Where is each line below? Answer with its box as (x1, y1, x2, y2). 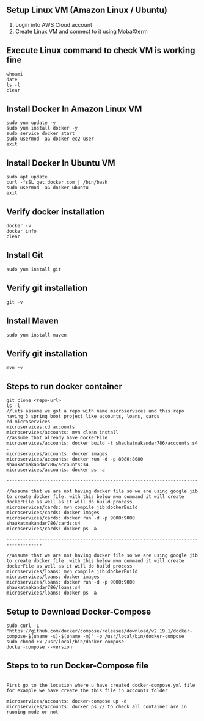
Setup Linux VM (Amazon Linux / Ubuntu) (6, 5, 168, 15)
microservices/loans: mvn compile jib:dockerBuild (6, 568, 138, 575)
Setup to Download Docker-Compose (6, 606, 151, 617)
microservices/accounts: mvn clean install (6, 430, 119, 436)
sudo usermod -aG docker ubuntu (6, 185, 89, 191)
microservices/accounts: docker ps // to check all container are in (6, 703, 188, 709)
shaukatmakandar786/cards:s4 (6, 521, 81, 527)
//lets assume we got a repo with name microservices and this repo (6, 408, 184, 414)
